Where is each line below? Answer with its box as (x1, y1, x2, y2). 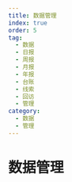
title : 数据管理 (8, 11, 57, 20)
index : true (8, 19, 47, 27)
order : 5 (8, 26, 37, 34)
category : (8, 108, 41, 116)
